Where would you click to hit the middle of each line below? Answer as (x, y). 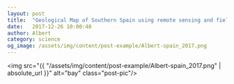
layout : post (26, 14)
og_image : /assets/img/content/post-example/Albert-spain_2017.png (107, 46)
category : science (34, 40)
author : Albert (29, 33)
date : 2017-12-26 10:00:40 (49, 26)
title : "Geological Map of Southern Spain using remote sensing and (110, 20)
